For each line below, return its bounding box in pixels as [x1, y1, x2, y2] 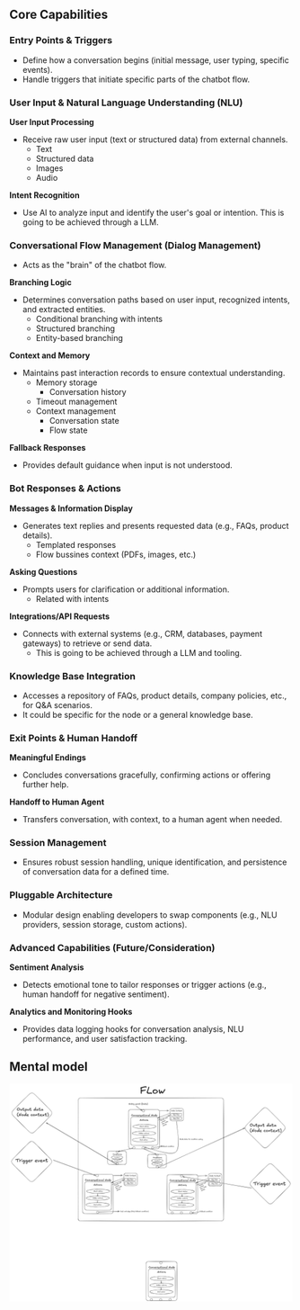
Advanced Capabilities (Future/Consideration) [9, 941, 216, 954]
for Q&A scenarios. [22, 699, 93, 710]
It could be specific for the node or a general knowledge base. [22, 709, 253, 720]
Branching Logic [9, 277, 72, 288]
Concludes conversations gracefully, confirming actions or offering [22, 769, 271, 781]
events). [22, 64, 53, 75]
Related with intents [35, 593, 110, 604]
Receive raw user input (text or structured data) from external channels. [22, 134, 288, 145]
